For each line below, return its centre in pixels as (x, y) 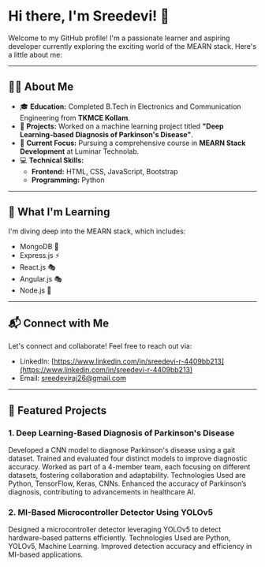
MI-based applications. (46, 554)
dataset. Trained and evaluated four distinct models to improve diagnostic (128, 459)
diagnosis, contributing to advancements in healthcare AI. (102, 492)
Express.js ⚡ (40, 255)
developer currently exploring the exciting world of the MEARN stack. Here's (132, 46)
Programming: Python (68, 180)
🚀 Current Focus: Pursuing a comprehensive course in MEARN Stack (132, 143)
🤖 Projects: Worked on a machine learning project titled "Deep (121, 126)
